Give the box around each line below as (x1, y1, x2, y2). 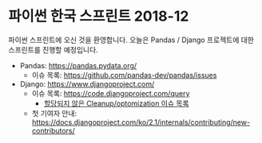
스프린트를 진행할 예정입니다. (8, 44, 98, 54)
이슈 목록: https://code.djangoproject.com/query (31, 88, 190, 98)
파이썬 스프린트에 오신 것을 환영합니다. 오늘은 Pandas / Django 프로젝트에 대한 (8, 35, 254, 44)
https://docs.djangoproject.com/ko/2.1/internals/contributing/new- (31, 117, 250, 127)
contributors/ (31, 126, 76, 135)
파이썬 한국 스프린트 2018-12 (8, 7, 189, 25)
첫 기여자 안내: (31, 108, 77, 118)
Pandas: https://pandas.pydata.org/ (19, 60, 137, 70)
